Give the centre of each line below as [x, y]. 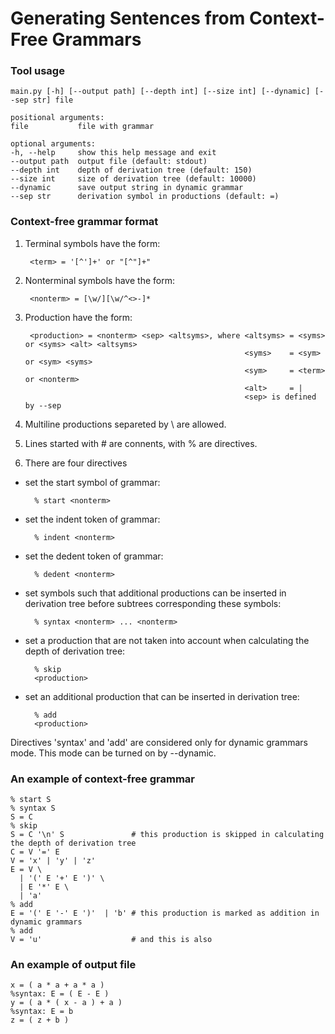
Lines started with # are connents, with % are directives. [141, 443]
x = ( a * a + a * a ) [57, 985]
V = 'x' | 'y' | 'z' [53, 861]
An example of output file [73, 964]
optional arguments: [53, 144]
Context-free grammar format [84, 222]
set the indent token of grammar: [92, 519]
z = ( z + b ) [40, 1020]
